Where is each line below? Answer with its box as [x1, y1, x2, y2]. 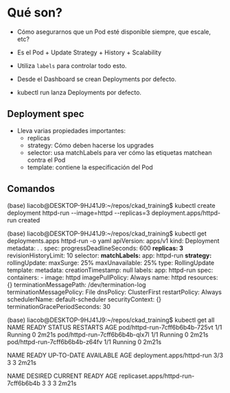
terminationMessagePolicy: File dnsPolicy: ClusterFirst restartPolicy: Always [7, 288, 222, 296]
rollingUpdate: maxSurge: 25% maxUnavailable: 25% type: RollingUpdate [7, 258, 215, 266]
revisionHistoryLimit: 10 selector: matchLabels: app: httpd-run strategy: [7, 251, 212, 259]
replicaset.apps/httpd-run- [119, 372, 195, 380]
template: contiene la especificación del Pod [27, 163, 153, 171]
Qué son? [7, 5, 63, 21]
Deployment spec [7, 108, 84, 120]
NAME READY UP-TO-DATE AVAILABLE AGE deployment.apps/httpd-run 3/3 [7, 351, 224, 359]
